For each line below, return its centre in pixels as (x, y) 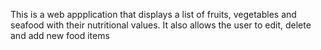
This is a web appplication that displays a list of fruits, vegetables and (153, 14)
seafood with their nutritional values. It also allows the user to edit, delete (161, 25)
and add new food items (60, 35)
